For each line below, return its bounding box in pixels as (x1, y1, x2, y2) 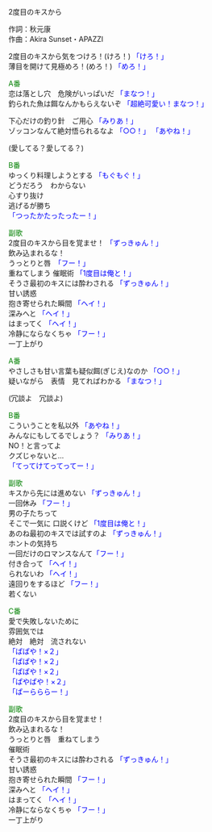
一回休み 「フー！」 (8, 499, 74, 508)
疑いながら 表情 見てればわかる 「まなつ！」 (8, 376, 166, 386)
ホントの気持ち (8, 539, 58, 548)
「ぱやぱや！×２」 (8, 677, 70, 686)
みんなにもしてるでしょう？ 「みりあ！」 (8, 431, 145, 440)
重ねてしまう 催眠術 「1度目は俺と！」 (8, 269, 135, 278)
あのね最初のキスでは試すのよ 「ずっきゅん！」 (8, 529, 166, 538)
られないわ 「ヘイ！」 (8, 569, 81, 579)
